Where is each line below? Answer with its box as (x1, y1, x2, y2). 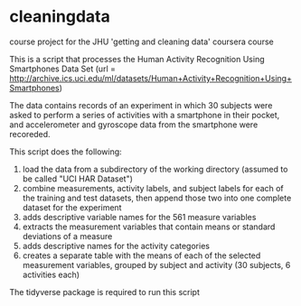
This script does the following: (9, 146, 122, 157)
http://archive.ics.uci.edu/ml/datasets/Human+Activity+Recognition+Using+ (9, 72, 292, 83)
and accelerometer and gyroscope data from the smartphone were (9, 119, 259, 130)
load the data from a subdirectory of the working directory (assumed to (22, 163, 288, 174)
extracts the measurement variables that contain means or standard (22, 221, 276, 232)
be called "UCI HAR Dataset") (22, 173, 134, 184)
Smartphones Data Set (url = (9, 63, 116, 74)
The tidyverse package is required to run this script (9, 286, 201, 297)
